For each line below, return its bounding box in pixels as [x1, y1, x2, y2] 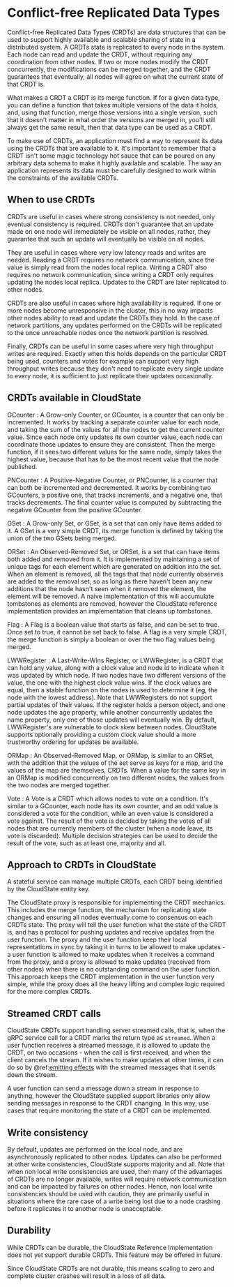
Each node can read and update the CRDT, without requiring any [7, 50, 193, 59]
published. [7, 462, 38, 470]
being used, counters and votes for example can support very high [7, 357, 199, 365]
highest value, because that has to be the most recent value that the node [7, 455, 219, 463]
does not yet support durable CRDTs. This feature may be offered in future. [7, 1251, 223, 1259]
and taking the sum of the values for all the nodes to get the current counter [7, 425, 225, 433]
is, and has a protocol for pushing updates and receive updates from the [7, 928, 214, 937]
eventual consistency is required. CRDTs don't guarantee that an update [7, 220, 214, 228]
